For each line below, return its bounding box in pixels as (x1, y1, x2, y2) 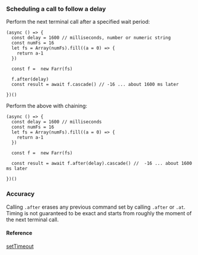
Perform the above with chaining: (6, 103, 88, 110)
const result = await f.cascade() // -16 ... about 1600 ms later (11, 82, 179, 88)
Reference (6, 230, 33, 237)
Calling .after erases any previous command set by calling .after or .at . (6, 203, 186, 211)
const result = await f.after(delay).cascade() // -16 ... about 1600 (11, 161, 193, 167)
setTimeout (6, 243, 34, 250)
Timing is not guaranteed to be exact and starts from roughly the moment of (6, 209, 192, 216)
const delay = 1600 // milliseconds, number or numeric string (11, 35, 171, 41)
